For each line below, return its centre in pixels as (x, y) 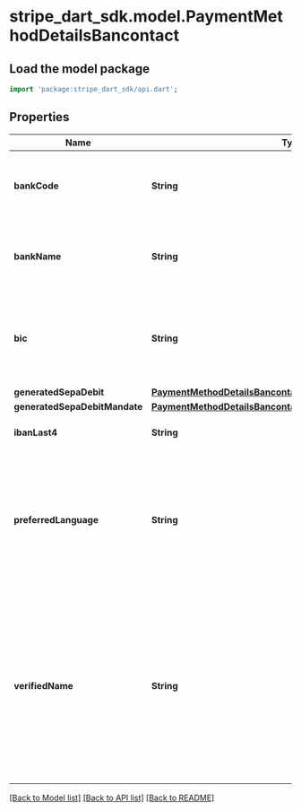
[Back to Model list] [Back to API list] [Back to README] (112, 798)
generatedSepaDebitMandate (78, 406)
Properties (39, 117)
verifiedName (43, 685)
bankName (38, 256)
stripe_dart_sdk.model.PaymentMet (146, 17)
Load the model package (80, 69)
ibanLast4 (36, 432)
